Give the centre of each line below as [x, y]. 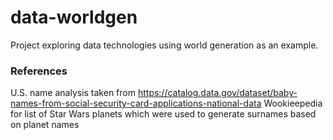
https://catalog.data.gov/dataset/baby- [217, 93]
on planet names [45, 125]
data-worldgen [74, 17]
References [39, 71]
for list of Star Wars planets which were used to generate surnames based [163, 114]
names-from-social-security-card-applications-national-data [136, 103]
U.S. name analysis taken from [73, 93]
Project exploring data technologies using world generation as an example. [164, 45]
